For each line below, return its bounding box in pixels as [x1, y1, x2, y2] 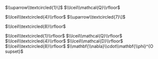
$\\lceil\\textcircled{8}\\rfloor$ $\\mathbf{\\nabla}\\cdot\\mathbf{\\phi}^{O [5, 43, 154, 49]
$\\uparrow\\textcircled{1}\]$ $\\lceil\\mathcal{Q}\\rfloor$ [5, 5, 121, 10]
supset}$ [5, 49, 23, 54]
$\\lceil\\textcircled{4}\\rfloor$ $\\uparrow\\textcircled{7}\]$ [5, 14, 126, 20]
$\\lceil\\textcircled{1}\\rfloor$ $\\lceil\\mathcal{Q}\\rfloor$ [5, 33, 122, 39]
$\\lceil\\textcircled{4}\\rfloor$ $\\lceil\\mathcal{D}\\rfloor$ [5, 38, 123, 44]
